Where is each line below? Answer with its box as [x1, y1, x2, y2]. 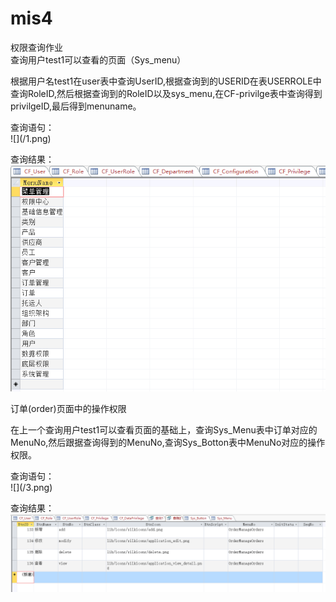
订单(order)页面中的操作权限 [10, 402, 127, 414]
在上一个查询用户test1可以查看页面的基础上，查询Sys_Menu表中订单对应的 [10, 423, 318, 436]
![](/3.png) [10, 481, 53, 493]
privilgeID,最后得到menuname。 [10, 100, 142, 112]
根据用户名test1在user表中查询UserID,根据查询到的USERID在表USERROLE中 [10, 75, 322, 87]
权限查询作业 [10, 41, 63, 53]
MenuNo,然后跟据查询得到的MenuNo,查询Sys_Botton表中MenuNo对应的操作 [10, 436, 326, 448]
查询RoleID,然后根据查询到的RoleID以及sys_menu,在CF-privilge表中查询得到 [10, 87, 323, 99]
